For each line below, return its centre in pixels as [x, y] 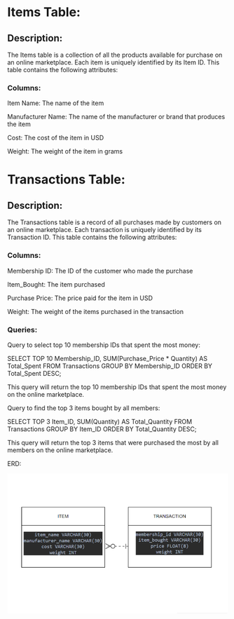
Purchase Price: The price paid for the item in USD [80, 298]
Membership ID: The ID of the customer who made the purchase [100, 271]
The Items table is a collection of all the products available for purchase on [115, 55]
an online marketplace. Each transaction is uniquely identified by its [104, 230]
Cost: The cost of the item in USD [56, 138]
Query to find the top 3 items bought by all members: [84, 408]
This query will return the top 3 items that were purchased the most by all [113, 442]
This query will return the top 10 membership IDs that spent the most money [117, 387]
